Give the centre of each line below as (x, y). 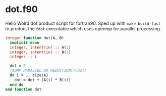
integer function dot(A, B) (35, 38)
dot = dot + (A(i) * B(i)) (43, 80)
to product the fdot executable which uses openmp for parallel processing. (83, 28)
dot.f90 (21, 9)
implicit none (24, 42)
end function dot (23, 89)
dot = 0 (18, 66)
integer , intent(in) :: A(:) (40, 47)
